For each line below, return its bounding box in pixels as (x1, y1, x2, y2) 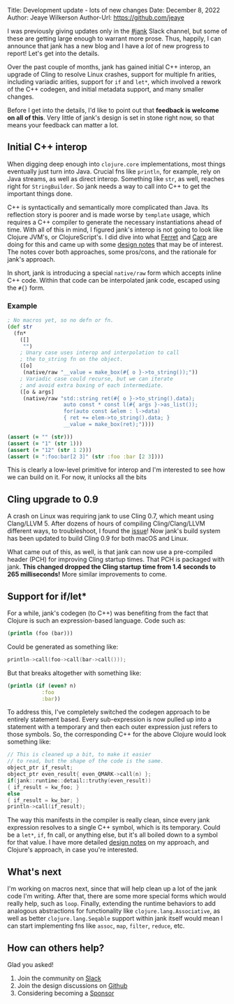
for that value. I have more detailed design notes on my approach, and (7, 838, 210, 847)
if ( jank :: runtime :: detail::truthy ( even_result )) (7, 777, 152, 784)
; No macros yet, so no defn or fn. (7, 317, 114, 324)
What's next (7, 865, 61, 877)
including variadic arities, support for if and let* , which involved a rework (7, 78, 221, 86)
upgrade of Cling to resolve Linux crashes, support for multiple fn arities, (7, 70, 217, 78)
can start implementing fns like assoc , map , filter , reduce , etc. (7, 921, 185, 930)
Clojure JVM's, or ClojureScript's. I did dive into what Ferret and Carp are (7, 232, 218, 241)
